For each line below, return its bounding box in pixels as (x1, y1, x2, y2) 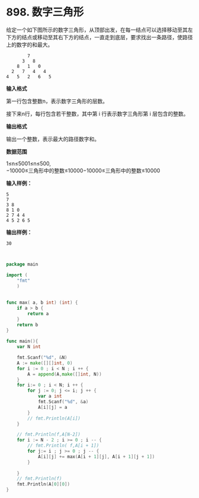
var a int (37, 393, 62, 399)
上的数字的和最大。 (6, 41, 53, 48)
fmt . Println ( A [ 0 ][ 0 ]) (17, 481, 70, 487)
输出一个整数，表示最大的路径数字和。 (6, 135, 99, 143)
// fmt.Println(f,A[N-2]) (17, 431, 81, 437)
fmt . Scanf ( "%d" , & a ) (37, 399, 89, 405)
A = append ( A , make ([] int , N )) (27, 371, 102, 377)
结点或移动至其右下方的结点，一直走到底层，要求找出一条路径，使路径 (21, 33, 193, 40)
